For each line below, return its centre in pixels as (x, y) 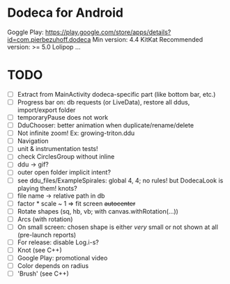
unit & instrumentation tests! (58, 149)
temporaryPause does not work (63, 117)
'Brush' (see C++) (43, 274)
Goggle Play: (25, 32)
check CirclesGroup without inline (66, 157)
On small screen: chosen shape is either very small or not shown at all (117, 227)
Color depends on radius (53, 266)
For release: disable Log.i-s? (58, 242)
